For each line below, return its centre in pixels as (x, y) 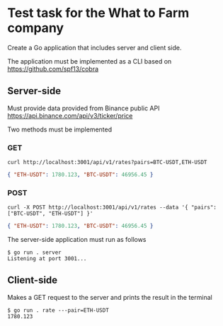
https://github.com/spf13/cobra (53, 69)
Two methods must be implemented (60, 129)
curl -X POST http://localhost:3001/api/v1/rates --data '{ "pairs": (112, 208)
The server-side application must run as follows (77, 240)
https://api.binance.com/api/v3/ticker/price (70, 115)
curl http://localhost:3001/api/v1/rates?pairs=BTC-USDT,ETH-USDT (107, 163)
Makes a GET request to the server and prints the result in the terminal (110, 297)
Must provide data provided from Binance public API (84, 108)
